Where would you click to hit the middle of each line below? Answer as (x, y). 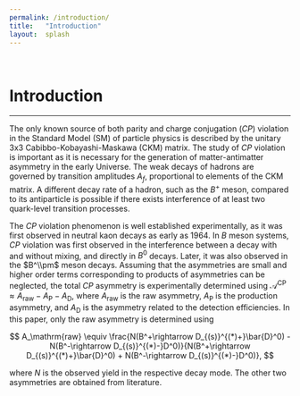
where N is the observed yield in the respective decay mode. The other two (148, 373)
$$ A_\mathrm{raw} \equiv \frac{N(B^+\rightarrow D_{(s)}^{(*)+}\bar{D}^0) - (150, 336)
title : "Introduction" (55, 26)
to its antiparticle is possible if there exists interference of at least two (137, 198)
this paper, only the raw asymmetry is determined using (112, 319)
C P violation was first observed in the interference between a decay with (143, 244)
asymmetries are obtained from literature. (86, 382)
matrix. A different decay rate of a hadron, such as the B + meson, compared (149, 189)
